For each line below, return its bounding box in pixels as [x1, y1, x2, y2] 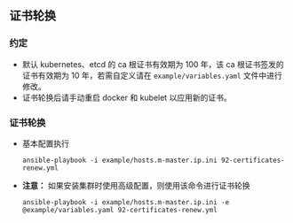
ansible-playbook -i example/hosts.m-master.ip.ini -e [21, 197, 230, 206]
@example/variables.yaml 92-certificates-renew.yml [21, 205, 218, 214]
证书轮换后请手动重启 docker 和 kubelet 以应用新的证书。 [21, 92, 233, 103]
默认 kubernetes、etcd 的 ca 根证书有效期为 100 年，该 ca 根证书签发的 [21, 58, 284, 69]
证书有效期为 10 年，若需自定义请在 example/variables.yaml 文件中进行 [21, 70, 282, 81]
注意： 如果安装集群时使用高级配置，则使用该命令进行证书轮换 [21, 180, 250, 190]
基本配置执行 [21, 138, 69, 149]
